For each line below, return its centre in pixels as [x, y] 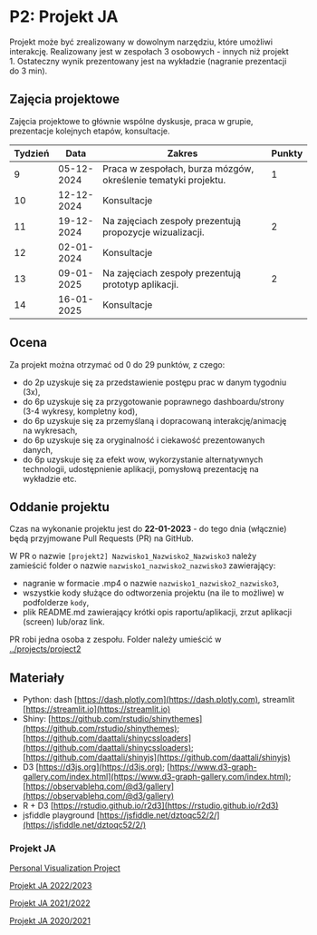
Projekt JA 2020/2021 [50, 921]
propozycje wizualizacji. [154, 231]
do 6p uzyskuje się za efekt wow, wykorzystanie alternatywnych [143, 459]
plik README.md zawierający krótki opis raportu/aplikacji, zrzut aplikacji [157, 612]
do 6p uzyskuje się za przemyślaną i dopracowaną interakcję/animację [154, 420]
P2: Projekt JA [64, 17]
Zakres [183, 153]
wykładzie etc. [49, 478]
